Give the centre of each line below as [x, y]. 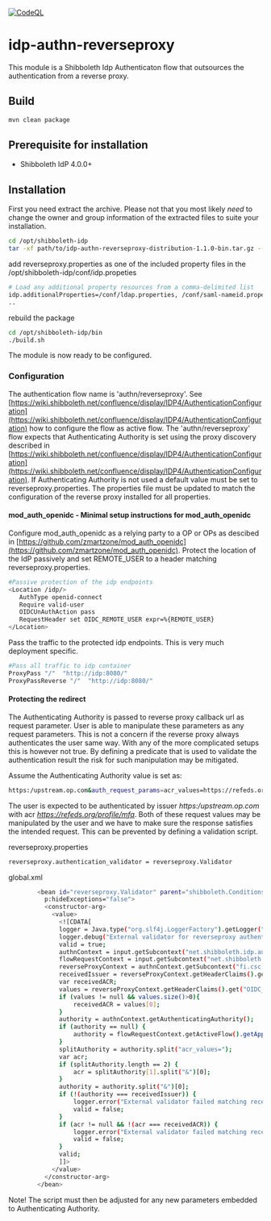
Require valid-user [52, 605]
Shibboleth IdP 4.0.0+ [56, 165]
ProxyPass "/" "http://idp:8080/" [68, 673]
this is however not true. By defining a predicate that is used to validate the [133, 751]
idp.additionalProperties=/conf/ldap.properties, [94, 294]
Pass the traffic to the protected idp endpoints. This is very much [116, 642]
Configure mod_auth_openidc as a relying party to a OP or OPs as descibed [134, 533]
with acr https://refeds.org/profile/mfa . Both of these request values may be [134, 814]
